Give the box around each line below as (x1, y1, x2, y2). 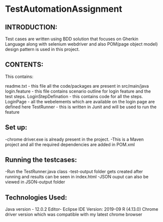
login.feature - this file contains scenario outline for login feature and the (5, 88, 151, 94)
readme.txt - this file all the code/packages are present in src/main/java (5, 83, 149, 89)
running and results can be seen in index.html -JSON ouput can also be (5, 174, 149, 180)
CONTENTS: (5, 60, 44, 69)
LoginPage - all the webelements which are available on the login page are (5, 99, 155, 104)
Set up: (5, 123, 28, 132)
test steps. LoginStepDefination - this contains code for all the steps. (5, 93, 143, 99)
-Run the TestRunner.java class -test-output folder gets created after (5, 169, 143, 174)
